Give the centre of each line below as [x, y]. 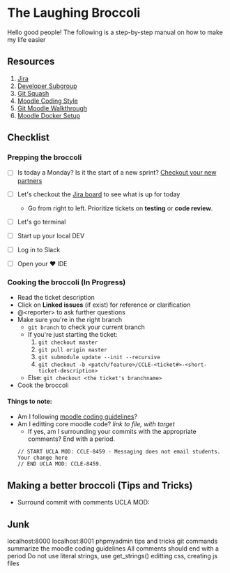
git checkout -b [62, 365]
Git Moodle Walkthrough [52, 108]
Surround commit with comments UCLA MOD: [83, 502]
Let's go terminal [41, 222]
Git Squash [33, 93]
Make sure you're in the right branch [70, 320]
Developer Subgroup [47, 86]
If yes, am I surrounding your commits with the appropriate [112, 432]
